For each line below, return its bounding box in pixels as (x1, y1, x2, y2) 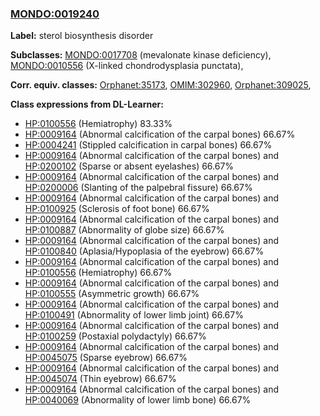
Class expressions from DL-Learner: (10, 98, 164, 111)
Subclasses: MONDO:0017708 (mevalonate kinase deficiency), (10, 49, 272, 61)
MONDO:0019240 (10, 7, 100, 21)
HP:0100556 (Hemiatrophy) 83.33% (24, 118, 173, 130)
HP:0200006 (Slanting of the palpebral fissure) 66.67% (24, 182, 253, 194)
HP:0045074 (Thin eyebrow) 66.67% (24, 373, 177, 385)
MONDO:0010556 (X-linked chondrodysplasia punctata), (10, 60, 244, 72)
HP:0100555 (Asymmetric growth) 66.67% (24, 288, 200, 300)
